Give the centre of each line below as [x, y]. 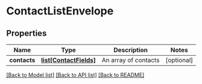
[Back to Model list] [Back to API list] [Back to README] [75, 75]
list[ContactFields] [69, 60]
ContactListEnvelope [60, 11]
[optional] [179, 60]
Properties [27, 33]
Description [131, 50]
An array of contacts [131, 60]
